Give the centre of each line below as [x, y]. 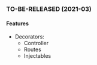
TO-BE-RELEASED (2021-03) [49, 9]
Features [17, 23]
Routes [33, 49]
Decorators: [30, 37]
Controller [36, 43]
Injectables [37, 56]
